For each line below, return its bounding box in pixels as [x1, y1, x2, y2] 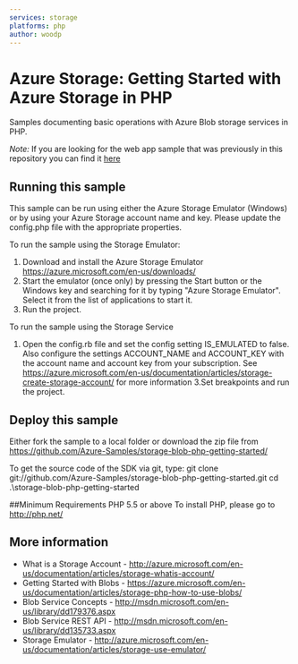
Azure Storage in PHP [9, 87, 173, 107]
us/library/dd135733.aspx [21, 625, 116, 635]
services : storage [9, 13, 78, 22]
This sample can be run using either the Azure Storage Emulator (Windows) [9, 203, 288, 214]
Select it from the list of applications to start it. [21, 294, 193, 305]
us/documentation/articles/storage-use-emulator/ [21, 643, 207, 654]
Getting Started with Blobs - [21, 577, 125, 588]
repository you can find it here [9, 153, 121, 164]
